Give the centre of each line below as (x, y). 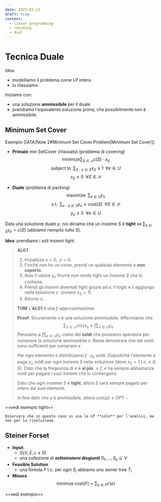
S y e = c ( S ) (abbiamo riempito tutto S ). (43, 231)
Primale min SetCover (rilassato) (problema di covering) (69, 151)
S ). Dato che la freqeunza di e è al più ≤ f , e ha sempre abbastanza (85, 368)
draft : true (17, 14)
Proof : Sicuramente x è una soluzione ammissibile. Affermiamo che (85, 318)
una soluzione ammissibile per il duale (51, 104)
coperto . (33, 270)
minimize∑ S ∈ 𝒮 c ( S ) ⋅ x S (86, 160)
